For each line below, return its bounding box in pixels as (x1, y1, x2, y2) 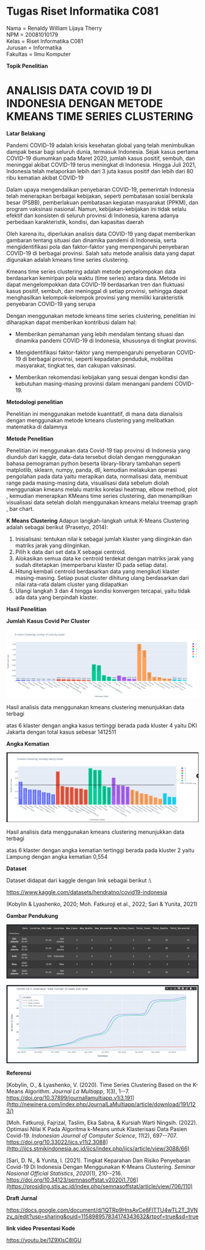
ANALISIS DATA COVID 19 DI (6, 84, 152, 98)
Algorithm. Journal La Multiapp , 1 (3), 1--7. (24, 1088, 130, 1095)
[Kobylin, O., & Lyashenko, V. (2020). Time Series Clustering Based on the (6, 1081, 192, 1088)
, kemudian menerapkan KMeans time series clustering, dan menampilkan (6, 492, 192, 499)
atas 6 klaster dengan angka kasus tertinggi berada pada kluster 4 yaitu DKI (6, 722, 197, 729)
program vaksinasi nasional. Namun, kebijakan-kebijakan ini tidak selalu (6, 205, 187, 212)
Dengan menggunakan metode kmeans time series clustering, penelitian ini (6, 312, 196, 319)
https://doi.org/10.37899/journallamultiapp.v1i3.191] (6, 1094, 135, 1101)
